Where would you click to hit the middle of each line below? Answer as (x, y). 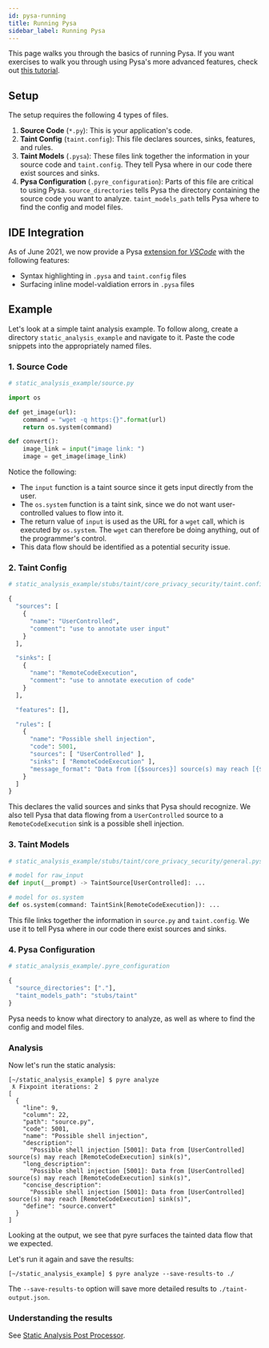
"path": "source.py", (58, 1122)
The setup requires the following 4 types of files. (88, 115)
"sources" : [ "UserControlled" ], (87, 755)
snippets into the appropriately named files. (80, 346)
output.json (28, 1297)
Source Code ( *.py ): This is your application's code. (106, 131)
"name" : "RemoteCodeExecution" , (83, 673)
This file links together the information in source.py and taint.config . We (129, 920)
